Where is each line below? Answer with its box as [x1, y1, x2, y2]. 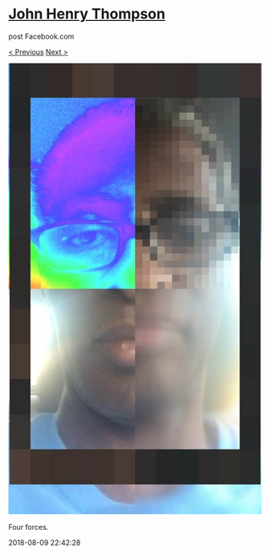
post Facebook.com [8, 31, 75, 41]
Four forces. [8, 522, 49, 531]
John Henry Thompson [8, 5, 166, 23]
